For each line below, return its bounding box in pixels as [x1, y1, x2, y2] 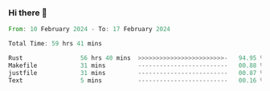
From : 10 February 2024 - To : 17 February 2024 [8, 26, 171, 34]
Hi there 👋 [8, 7, 48, 18]
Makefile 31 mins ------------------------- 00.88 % [8, 61, 264, 69]
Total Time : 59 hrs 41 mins [8, 40, 103, 48]
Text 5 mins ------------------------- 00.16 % [8, 76, 264, 85]
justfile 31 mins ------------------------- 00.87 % [8, 69, 264, 77]
